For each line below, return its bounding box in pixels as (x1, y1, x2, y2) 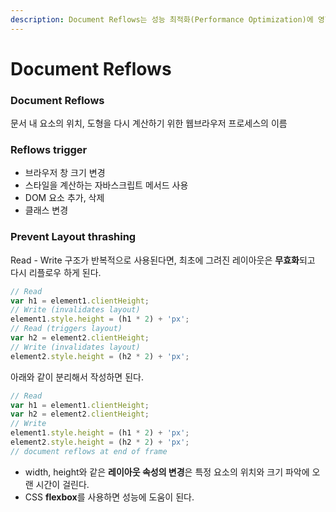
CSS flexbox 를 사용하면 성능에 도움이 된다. (24, 491, 195, 503)
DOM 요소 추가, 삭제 (24, 192, 105, 204)
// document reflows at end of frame (10, 446, 168, 456)
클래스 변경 (24, 204, 69, 216)
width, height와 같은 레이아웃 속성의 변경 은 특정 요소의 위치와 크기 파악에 (24, 466, 310, 478)
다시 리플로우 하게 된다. (10, 266, 102, 278)
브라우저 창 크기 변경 (24, 167, 106, 179)
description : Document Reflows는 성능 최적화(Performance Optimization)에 (10, 14, 314, 25)
